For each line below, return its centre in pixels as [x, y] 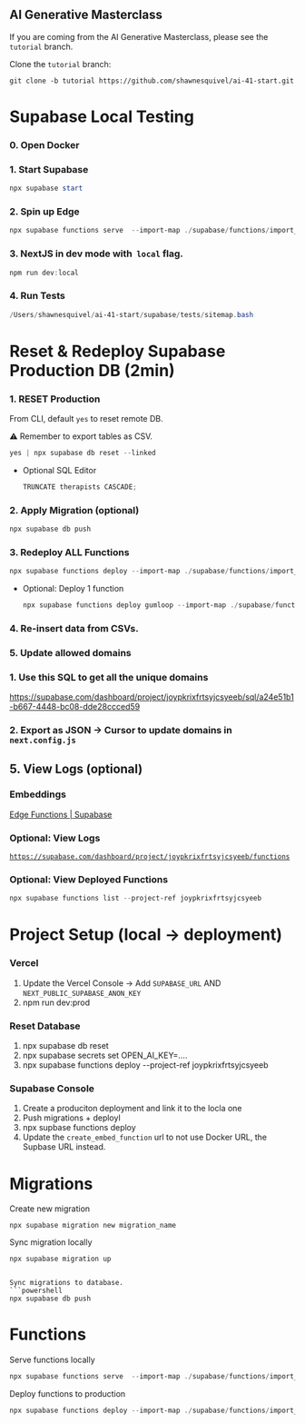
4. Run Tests [37, 296]
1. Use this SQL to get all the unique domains [109, 677]
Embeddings [38, 794]
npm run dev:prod [56, 1002]
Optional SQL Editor [59, 470]
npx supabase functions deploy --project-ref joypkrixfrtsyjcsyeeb [146, 1065]
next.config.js [43, 741]
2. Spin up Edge [44, 212]
